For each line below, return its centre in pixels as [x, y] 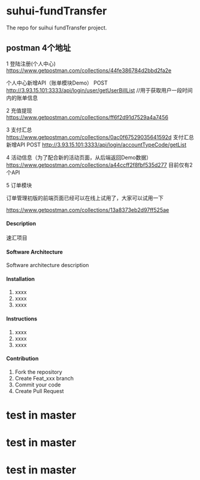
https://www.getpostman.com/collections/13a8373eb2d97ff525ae [88, 210]
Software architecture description [48, 265]
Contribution [22, 359]
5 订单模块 [19, 185]
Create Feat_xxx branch [44, 378]
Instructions [22, 319]
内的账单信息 [22, 98]
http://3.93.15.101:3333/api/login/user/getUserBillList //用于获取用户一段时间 [99, 90]
